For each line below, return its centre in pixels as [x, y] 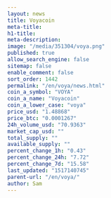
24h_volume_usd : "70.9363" [47, 125]
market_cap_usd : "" [36, 131]
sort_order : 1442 [33, 79]
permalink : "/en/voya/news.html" [56, 86]
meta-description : [34, 40]
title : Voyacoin [31, 20]
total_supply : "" [33, 138]
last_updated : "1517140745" [48, 170]
